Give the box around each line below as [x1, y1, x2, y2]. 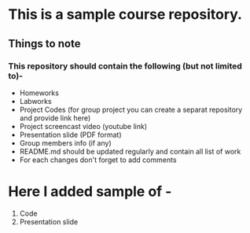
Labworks [19, 96, 53, 105]
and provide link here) [19, 113, 91, 123]
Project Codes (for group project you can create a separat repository [19, 105, 243, 114]
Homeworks [19, 88, 59, 98]
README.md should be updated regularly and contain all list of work [19, 146, 241, 156]
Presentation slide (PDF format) [19, 130, 122, 139]
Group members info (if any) [19, 138, 112, 147]
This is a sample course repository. [8, 6, 242, 24]
